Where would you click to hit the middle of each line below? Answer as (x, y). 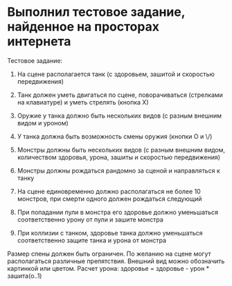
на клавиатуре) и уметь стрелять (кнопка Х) (83, 102)
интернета (39, 42)
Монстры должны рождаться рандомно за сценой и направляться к (118, 170)
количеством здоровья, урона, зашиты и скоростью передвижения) (118, 157)
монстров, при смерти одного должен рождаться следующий (109, 199)
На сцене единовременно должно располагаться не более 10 (109, 191)
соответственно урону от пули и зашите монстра (90, 220)
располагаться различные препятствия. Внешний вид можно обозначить (116, 261)
